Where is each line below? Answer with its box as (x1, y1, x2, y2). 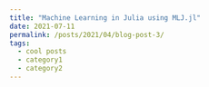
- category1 (17, 55, 64, 64)
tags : (9, 38, 30, 48)
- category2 (17, 64, 64, 73)
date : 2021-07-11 (9, 22, 75, 31)
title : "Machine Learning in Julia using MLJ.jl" (9, 13, 202, 23)
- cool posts (17, 47, 67, 56)
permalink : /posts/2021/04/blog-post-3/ (9, 30, 165, 39)
